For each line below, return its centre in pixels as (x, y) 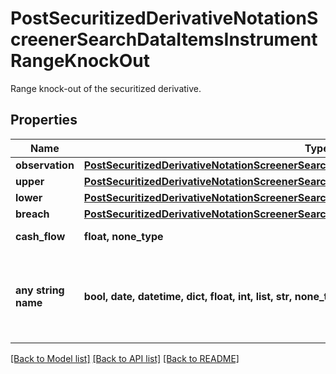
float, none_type (123, 236)
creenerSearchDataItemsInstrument (164, 39)
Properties (44, 120)
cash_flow (40, 236)
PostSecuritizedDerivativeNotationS (164, 18)
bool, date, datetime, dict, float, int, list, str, (188, 296)
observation (45, 165)
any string (40, 290)
